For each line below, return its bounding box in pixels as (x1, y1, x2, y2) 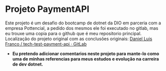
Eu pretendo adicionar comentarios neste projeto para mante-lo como (12, 51, 160, 57)
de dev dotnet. (12, 61, 44, 67)
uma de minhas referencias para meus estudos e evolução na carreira (12, 56, 160, 62)
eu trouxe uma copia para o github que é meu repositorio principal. (5, 30, 142, 36)
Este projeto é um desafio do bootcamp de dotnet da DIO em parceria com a (5, 20, 161, 26)
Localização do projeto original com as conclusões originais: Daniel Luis (5, 36, 153, 42)
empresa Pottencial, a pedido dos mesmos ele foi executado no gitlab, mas (5, 25, 159, 31)
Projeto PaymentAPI (5, 3, 90, 15)
